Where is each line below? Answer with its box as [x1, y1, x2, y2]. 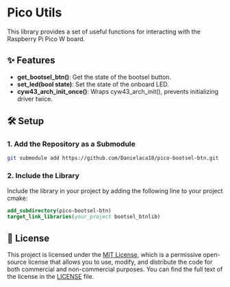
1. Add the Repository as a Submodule [7, 139, 136, 149]
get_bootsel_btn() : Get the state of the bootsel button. [16, 73, 172, 81]
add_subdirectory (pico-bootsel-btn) [7, 207, 112, 214]
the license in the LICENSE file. [7, 273, 94, 281]
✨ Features [7, 55, 55, 66]
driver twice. [16, 95, 53, 103]
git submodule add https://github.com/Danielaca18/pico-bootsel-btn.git [7, 155, 219, 162]
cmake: [7, 194, 28, 202]
